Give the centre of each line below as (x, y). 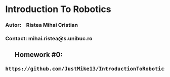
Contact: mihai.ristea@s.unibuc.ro (49, 39)
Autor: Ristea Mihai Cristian (42, 25)
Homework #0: (39, 55)
